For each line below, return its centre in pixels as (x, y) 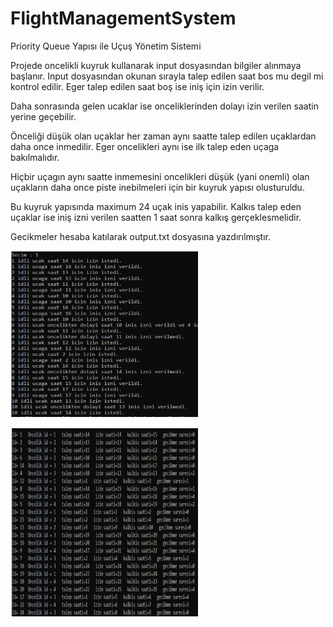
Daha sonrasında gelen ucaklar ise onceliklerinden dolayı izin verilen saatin (164, 106)
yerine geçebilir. (43, 116)
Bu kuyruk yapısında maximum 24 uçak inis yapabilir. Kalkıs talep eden (156, 206)
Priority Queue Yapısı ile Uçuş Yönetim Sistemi (106, 46)
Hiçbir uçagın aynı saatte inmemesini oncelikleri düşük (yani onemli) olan (160, 176)
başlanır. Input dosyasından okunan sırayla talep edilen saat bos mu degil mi (167, 76)
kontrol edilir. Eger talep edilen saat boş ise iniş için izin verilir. (137, 86)
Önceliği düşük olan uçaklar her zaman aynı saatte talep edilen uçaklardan (163, 136)
